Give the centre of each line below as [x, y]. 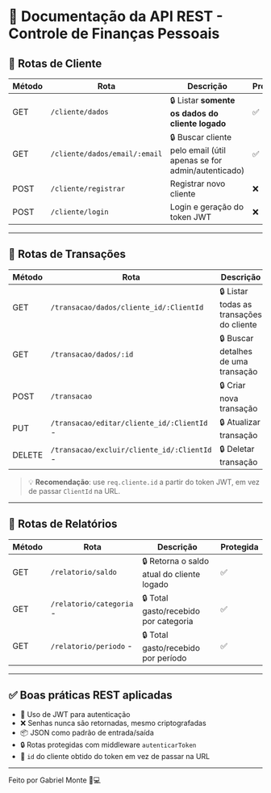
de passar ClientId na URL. [74, 491]
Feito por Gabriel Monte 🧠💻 [54, 780]
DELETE [27, 455]
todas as [236, 304]
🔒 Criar [233, 385]
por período [165, 658]
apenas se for [196, 160]
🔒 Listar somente [202, 100]
